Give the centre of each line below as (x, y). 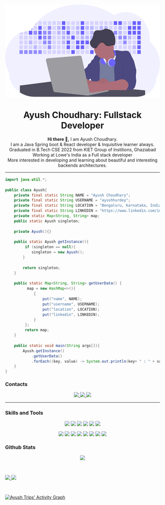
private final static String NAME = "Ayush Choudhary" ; (72, 195)
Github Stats (20, 447)
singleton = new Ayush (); (58, 252)
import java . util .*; (26, 179)
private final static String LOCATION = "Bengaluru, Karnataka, (81, 206)
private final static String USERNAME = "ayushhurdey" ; (72, 200)
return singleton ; (41, 268)
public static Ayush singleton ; (47, 221)
